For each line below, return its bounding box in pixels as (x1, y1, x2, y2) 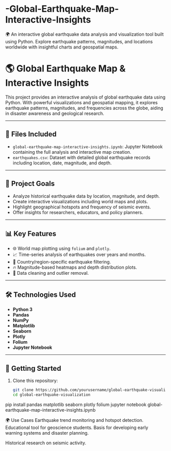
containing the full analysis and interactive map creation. (12, 149, 131, 155)
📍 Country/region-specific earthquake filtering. (12, 259, 111, 265)
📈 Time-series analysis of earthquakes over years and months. (12, 251, 146, 258)
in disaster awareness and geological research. (5, 110, 104, 116)
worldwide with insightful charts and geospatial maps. (5, 44, 119, 50)
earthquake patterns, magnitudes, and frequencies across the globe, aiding (5, 105, 164, 111)
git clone (12, 387, 34, 392)
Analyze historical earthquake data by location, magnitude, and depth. (12, 193, 160, 199)
